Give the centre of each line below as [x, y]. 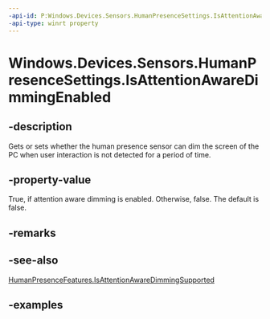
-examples [36, 305]
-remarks [32, 233]
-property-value [50, 180]
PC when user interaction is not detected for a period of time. [110, 154]
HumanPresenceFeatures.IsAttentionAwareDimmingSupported [112, 280]
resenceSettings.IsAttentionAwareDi [133, 80]
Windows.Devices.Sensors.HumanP [133, 63]
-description [40, 127]
